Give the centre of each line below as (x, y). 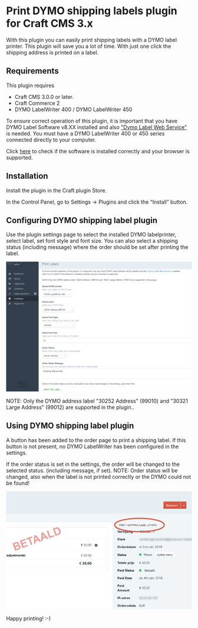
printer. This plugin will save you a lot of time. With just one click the (89, 46)
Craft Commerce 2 (37, 103)
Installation (27, 176)
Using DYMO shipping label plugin (70, 426)
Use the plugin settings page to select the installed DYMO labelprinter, (91, 234)
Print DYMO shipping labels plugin (92, 11)
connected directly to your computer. (51, 140)
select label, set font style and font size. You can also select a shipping (92, 241)
